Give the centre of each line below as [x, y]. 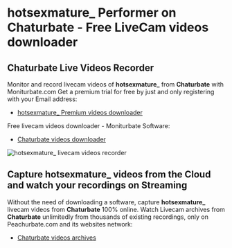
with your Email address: [42, 99]
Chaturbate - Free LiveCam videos [108, 27]
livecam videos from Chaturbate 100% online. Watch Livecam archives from [116, 209]
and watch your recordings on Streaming [97, 185]
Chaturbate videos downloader [61, 139]
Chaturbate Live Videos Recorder [81, 68]
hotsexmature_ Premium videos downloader [80, 113]
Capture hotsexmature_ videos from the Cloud [109, 175]
